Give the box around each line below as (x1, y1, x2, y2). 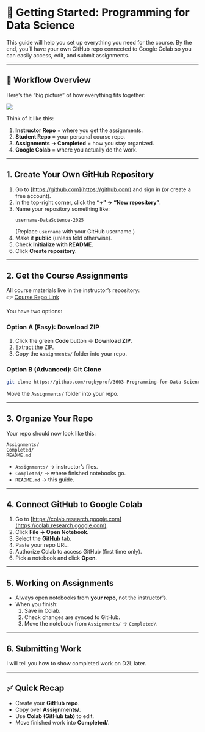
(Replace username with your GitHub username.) (15, 227, 135, 235)
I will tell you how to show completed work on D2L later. (6, 660, 146, 667)
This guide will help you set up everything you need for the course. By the (6, 38, 192, 46)
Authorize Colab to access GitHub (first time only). (15, 548, 142, 555)
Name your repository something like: (15, 205, 110, 213)
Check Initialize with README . (15, 241, 93, 248)
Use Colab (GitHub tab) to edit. (15, 712, 95, 720)
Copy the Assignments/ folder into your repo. (15, 350, 127, 357)
